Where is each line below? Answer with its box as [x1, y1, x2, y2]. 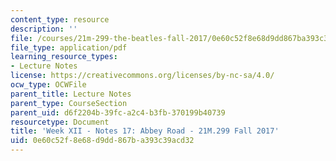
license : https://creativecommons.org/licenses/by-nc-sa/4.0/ [10, 71, 275, 81]
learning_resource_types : [10, 52, 118, 62]
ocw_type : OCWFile [10, 80, 87, 90]
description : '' [10, 24, 78, 34]
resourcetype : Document [10, 117, 110, 127]
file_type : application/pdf [10, 42, 128, 53]
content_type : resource [10, 14, 110, 25]
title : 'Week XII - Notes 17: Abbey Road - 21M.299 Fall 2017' [10, 126, 280, 136]
